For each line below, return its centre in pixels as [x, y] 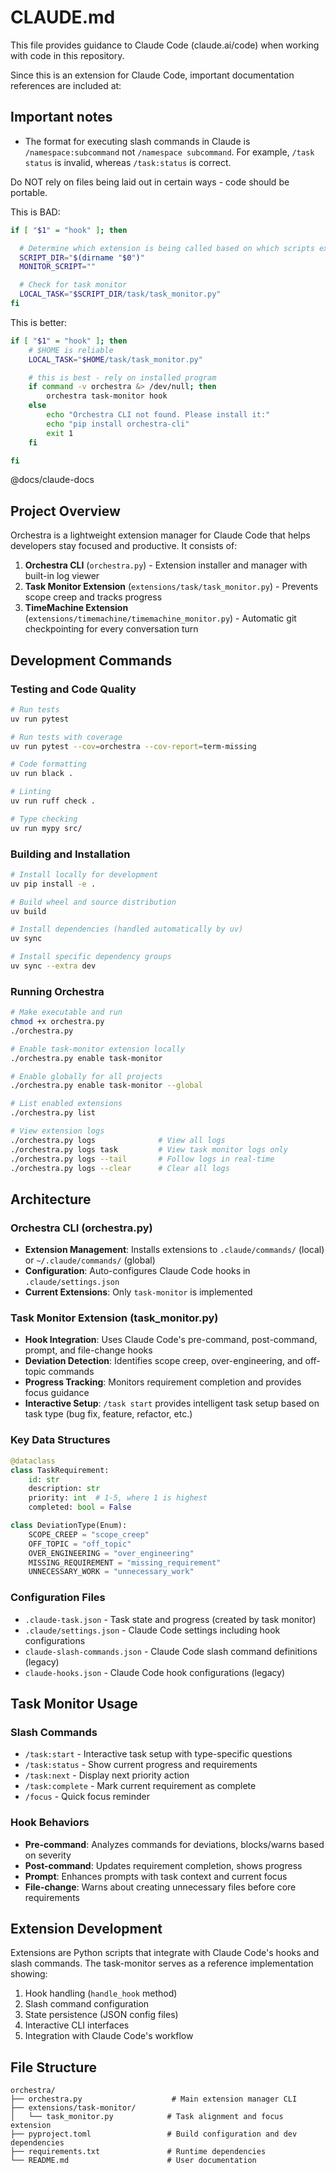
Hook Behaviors [50, 1823]
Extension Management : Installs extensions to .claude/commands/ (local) [174, 1250]
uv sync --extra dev [53, 966]
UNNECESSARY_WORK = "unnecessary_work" [111, 1572]
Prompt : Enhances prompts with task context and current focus [156, 1876]
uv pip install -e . [53, 884]
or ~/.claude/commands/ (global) [90, 1260]
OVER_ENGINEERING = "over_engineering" [111, 1553]
